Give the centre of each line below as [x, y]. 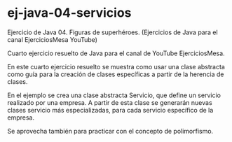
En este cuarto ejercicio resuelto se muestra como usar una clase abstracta [116, 66]
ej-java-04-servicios [69, 13]
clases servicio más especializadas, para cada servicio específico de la [110, 110]
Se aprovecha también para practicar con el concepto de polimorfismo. [110, 131]
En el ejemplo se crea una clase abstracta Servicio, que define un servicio [114, 95]
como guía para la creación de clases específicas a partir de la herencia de [116, 74]
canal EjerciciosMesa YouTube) [53, 39]
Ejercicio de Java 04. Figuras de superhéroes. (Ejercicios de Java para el [113, 32]
